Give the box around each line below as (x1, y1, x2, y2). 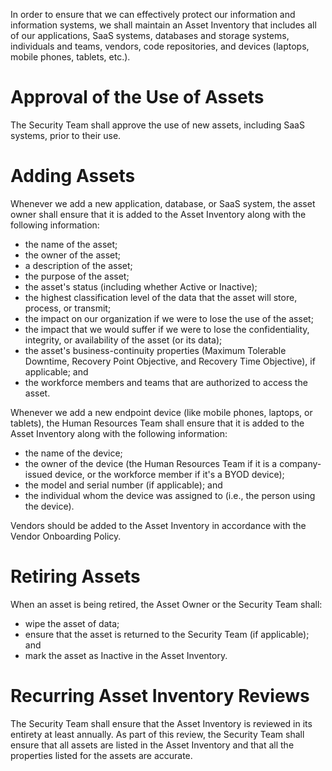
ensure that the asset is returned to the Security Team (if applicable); (24, 628, 310, 640)
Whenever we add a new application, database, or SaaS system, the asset (10, 197, 316, 209)
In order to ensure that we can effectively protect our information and (10, 9, 296, 20)
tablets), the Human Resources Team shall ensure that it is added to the (10, 417, 305, 429)
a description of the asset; (24, 259, 133, 271)
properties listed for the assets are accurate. (10, 749, 193, 761)
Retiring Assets (10, 565, 141, 588)
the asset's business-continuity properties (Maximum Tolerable (24, 344, 287, 356)
